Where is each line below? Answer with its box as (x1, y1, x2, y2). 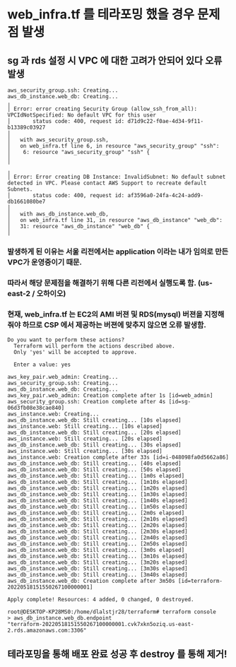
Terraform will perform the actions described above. (13, 343, 175, 350)
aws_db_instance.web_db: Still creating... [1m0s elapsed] (7, 473, 185, 480)
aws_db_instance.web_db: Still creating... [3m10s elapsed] (7, 553, 189, 560)
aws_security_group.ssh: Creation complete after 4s (7, 399, 166, 406)
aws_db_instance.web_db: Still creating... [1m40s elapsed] (7, 497, 189, 504)
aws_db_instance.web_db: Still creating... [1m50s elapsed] (7, 503, 189, 511)
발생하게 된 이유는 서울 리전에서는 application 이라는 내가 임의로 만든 (7, 247, 229, 256)
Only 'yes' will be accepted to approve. (13, 349, 138, 356)
